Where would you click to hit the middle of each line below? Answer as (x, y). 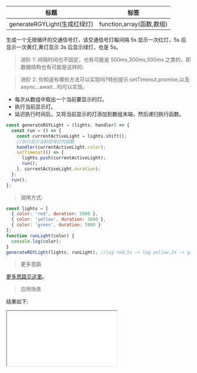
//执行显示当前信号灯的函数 (45, 141)
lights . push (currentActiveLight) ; (64, 158)
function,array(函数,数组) (134, 24)
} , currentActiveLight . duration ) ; (59, 169)
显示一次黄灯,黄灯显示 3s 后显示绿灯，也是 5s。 (64, 47)
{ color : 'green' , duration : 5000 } (56, 225)
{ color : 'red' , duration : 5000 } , (55, 214)
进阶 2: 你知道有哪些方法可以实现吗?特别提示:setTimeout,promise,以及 (105, 79)
